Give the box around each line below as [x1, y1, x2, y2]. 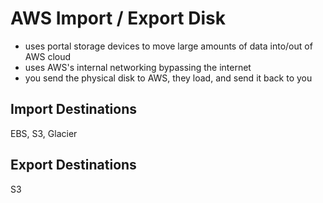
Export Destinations [10, 157, 137, 174]
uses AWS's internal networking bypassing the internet [24, 61, 252, 73]
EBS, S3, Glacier [10, 127, 78, 139]
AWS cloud [24, 50, 72, 62]
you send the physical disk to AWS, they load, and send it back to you [24, 72, 313, 84]
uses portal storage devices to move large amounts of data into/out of [24, 40, 313, 52]
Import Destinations [10, 101, 137, 118]
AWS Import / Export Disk [10, 7, 226, 30]
